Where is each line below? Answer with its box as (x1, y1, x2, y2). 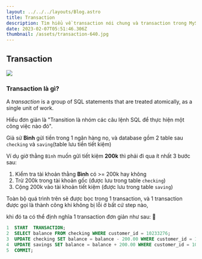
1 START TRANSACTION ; (6, 225, 66, 231)
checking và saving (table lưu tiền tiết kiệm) (6, 141, 112, 148)
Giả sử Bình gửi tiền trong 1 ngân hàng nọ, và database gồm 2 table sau (6, 134, 183, 142)
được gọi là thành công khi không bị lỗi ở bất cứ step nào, (6, 202, 148, 209)
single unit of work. (6, 104, 54, 112)
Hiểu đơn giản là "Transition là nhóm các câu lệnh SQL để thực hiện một (6, 116, 185, 124)
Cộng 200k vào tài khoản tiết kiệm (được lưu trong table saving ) (14, 184, 173, 191)
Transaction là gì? (6, 84, 60, 92)
